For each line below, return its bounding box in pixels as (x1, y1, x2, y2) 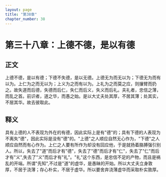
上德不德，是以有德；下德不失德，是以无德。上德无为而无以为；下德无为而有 (5, 75, 161, 81)
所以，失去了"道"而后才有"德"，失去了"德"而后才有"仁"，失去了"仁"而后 (13, 148, 160, 154)
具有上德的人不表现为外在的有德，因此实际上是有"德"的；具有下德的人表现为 (5, 129, 161, 135)
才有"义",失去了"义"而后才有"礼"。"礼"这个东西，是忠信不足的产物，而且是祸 (5, 154, 161, 160)
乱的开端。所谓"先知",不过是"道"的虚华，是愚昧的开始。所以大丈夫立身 (5, 161, 148, 167)
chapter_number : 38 (5, 16, 45, 21)
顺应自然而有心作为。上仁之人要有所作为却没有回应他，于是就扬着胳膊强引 (5, 142, 157, 148)
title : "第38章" (5, 12, 37, 17)
